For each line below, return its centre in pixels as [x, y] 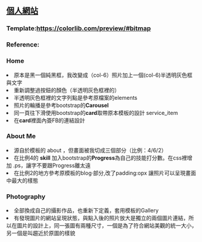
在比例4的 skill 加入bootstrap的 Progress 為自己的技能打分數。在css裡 [101, 158]
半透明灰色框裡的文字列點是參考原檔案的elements [76, 97]
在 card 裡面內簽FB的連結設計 [50, 120]
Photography [26, 197]
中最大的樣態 [22, 180]
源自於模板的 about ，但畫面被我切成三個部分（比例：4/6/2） [90, 150]
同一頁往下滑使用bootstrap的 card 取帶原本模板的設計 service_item [96, 113]
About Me [21, 136]
